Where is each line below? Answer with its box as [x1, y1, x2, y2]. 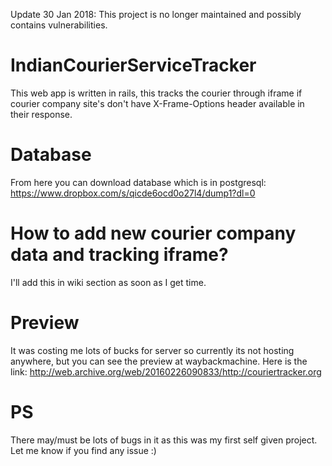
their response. [10, 108, 73, 120]
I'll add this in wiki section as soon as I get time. [10, 276, 207, 288]
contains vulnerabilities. [10, 19, 108, 31]
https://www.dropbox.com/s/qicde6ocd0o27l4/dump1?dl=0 [10, 187, 256, 199]
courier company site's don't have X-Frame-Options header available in [10, 97, 305, 109]
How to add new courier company [10, 222, 297, 245]
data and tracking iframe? [10, 244, 229, 266]
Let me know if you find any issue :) [10, 444, 157, 456]
